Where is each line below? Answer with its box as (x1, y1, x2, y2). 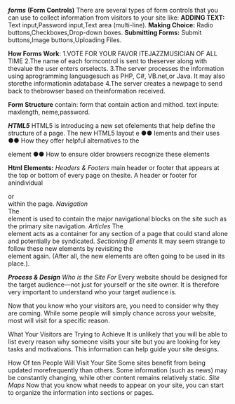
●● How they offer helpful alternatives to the (8, 136, 140, 145)
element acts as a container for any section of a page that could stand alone (8, 230, 229, 237)
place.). (8, 259, 30, 268)
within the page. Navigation (8, 200, 88, 208)
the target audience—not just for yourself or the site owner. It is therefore (8, 280, 220, 289)
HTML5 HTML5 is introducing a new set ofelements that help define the (8, 122, 216, 129)
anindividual (8, 178, 43, 187)
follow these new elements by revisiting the (8, 245, 133, 252)
